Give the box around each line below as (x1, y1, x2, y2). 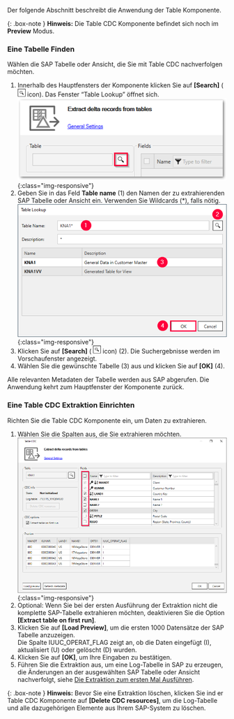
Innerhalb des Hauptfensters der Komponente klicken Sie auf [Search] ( (17, 81, 224, 89)
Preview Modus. (7, 27, 55, 35)
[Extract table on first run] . (17, 616, 96, 625)
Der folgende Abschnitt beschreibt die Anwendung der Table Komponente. (7, 6, 221, 14)
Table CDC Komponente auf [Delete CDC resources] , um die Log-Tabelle (7, 697, 218, 705)
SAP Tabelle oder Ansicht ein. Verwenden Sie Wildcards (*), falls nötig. (17, 196, 221, 205)
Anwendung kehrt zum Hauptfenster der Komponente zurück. (7, 383, 185, 391)
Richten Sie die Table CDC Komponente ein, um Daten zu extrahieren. (7, 416, 207, 425)
